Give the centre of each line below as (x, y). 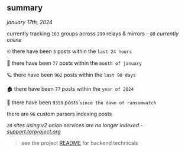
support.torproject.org (34, 131)
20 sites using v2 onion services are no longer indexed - (75, 125)
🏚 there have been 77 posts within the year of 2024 (70, 88)
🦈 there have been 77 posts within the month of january (74, 63)
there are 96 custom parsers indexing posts (59, 114)
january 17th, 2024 (30, 22)
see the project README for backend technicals (79, 143)
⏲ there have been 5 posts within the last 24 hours (69, 51)
